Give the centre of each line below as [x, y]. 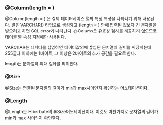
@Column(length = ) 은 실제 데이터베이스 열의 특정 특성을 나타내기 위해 [73, 19]
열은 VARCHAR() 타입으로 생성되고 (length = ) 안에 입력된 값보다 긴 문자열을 [84, 25]
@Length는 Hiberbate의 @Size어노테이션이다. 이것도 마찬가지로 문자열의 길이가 [81, 111]
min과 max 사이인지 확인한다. [33, 118]
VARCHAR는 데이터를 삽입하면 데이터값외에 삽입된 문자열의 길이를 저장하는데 [78, 47]
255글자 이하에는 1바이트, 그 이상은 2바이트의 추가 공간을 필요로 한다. [71, 53]
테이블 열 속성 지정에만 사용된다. [36, 37]
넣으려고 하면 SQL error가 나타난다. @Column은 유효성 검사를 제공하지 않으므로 [81, 31]
